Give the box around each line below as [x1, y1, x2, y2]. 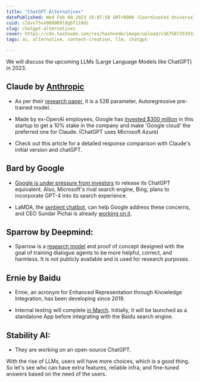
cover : [6, 31, 23, 37]
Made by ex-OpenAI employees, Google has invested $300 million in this [14, 115, 193, 122]
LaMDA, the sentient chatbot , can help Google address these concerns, [14, 204, 190, 211]
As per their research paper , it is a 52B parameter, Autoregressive [14, 97, 176, 104]
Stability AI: [6, 330, 51, 340]
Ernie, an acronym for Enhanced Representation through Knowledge [14, 289, 183, 296]
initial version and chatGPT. [14, 146, 82, 153]
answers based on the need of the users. [6, 371, 107, 378]
